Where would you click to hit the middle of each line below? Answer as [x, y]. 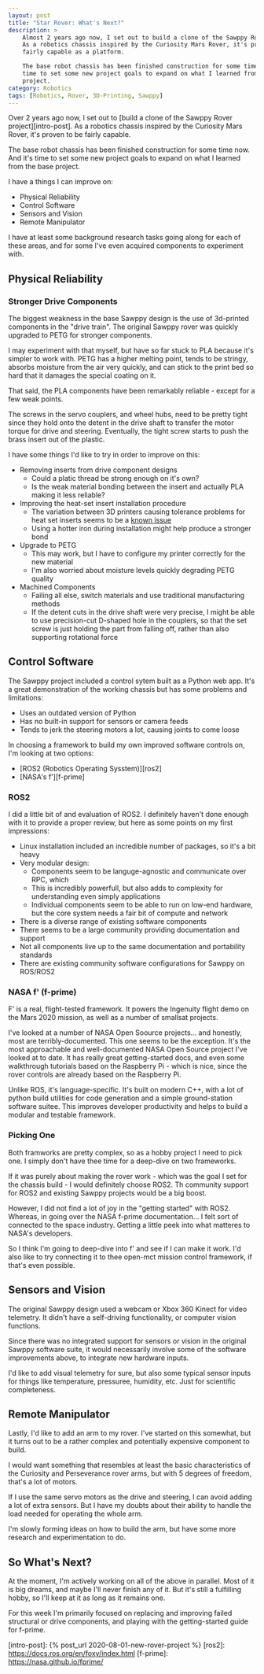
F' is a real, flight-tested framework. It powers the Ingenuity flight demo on [129, 1009]
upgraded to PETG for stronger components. [81, 335]
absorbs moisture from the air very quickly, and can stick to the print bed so [131, 368]
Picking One [32, 1136]
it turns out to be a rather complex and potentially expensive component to [129, 1442]
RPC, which [50, 880]
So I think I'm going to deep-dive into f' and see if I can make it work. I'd [125, 1248]
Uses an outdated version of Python [78, 712]
